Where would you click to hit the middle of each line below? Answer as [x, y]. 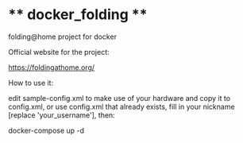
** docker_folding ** [78, 15]
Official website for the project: [59, 52]
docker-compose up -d [46, 130]
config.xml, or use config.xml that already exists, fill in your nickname [122, 106]
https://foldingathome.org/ [52, 67]
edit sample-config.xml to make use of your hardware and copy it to [120, 98]
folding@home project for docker [63, 37]
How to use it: [31, 83]
